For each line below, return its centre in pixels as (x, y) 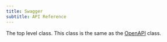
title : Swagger (25, 11)
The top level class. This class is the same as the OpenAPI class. (84, 33)
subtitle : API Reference (36, 17)
